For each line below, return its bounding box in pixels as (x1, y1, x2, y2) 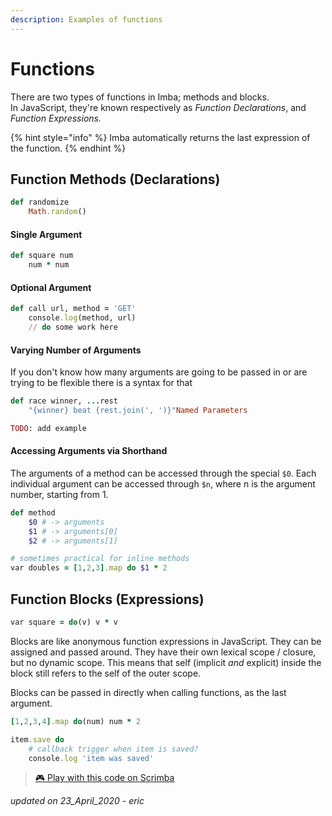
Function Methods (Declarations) (10, 171, 221, 188)
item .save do (10, 734, 65, 745)
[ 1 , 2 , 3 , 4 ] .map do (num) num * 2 (10, 716, 141, 726)
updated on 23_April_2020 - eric (10, 795, 145, 807)
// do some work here (28, 322, 118, 333)
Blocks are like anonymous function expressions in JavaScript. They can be (10, 635, 322, 647)
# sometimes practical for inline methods (10, 554, 190, 564)
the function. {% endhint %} (10, 142, 127, 154)
